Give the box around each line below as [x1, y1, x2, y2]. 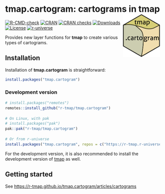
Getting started [5, 170, 53, 179]
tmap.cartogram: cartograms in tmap [5, 3, 160, 15]
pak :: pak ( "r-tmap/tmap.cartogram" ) [5, 126, 78, 131]
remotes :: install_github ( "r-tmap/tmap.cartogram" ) [5, 106, 111, 111]
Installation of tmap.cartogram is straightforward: [5, 67, 106, 73]
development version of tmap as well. [5, 156, 81, 162]
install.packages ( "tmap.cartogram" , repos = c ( [5, 141, 105, 147]
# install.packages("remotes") [5, 100, 69, 105]
